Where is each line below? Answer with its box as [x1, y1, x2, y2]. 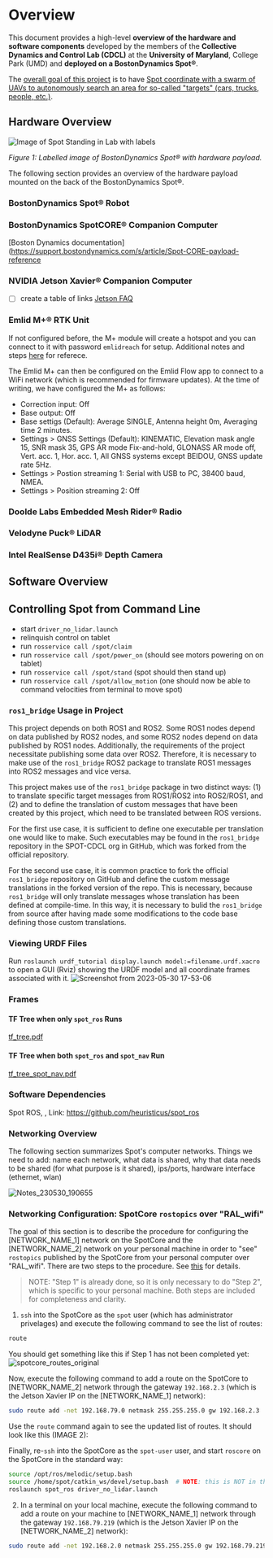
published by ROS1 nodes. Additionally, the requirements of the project [8, 740, 245, 750]
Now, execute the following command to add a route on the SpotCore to [8, 1373, 249, 1384]
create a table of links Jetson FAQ [19, 294, 133, 303]
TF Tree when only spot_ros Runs [8, 1014, 123, 1023]
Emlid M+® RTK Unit [8, 315, 89, 326]
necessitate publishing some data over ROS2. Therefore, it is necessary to [8, 748, 258, 758]
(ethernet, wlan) [8, 1172, 63, 1182]
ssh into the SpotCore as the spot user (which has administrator [19, 1310, 233, 1320]
